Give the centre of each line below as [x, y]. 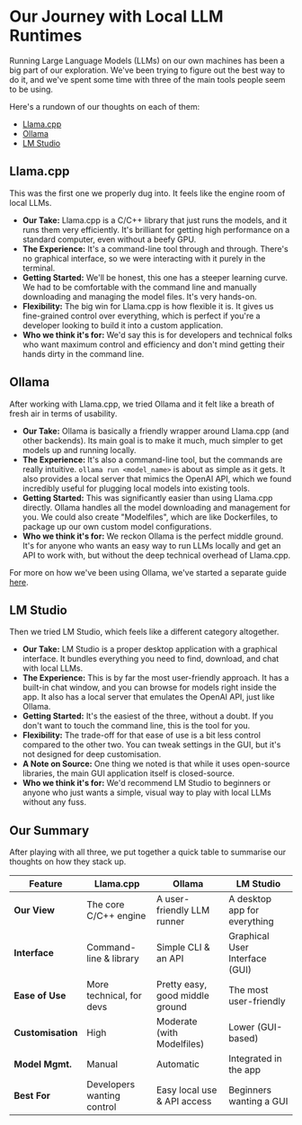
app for [244, 910]
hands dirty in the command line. [83, 353]
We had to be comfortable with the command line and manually [140, 287]
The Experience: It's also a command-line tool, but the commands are [152, 460]
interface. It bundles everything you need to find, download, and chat [151, 659]
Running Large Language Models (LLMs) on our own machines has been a [147, 60]
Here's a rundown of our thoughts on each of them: [105, 106]
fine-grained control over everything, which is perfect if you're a [141, 316]
